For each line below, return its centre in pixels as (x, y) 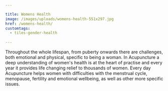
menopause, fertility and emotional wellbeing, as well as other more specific (84, 79)
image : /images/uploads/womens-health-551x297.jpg (60, 19)
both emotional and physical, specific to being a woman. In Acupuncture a (82, 57)
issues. (13, 84)
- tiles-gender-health (34, 33)
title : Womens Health (28, 14)
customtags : (18, 28)
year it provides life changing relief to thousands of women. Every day (78, 68)
